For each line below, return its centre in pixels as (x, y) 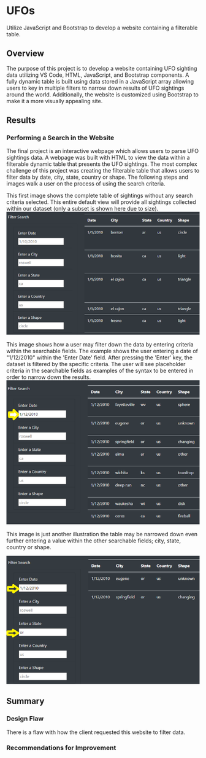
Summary (25, 701)
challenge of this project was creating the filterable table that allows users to (103, 171)
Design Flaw (25, 719)
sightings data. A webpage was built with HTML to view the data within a (98, 158)
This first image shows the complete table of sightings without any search (100, 196)
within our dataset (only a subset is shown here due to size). (82, 209)
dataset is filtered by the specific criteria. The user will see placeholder (96, 364)
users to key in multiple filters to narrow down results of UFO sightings (95, 88)
